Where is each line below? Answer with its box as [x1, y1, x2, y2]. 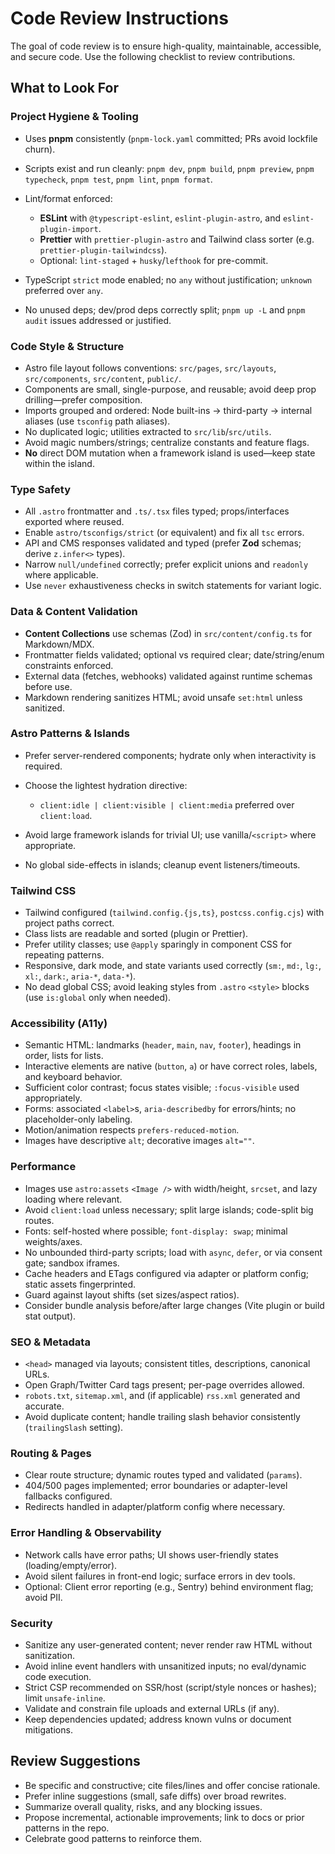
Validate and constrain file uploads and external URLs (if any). [24, 1702, 280, 1714]
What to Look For [10, 80, 119, 97]
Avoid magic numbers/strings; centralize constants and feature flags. [24, 436, 310, 448]
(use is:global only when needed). [24, 992, 172, 1004]
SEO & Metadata [10, 1335, 91, 1349]
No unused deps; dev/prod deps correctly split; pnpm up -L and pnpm [24, 303, 306, 316]
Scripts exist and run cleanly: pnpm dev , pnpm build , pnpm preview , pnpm [24, 162, 315, 174]
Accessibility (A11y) [10, 1017, 108, 1031]
